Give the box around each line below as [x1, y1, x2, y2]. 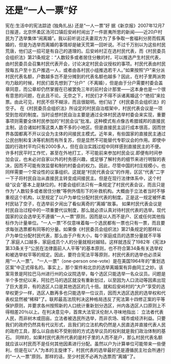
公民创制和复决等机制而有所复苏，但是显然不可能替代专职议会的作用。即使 [5, 137, 161, 143]
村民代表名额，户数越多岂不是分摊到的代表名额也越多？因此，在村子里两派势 [5, 73, 166, 79]
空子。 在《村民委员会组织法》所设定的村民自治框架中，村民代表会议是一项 [5, 105, 163, 111]
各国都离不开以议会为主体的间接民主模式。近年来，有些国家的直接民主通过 [9, 130, 166, 136]
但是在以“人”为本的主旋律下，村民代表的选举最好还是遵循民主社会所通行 [14, 347, 165, 353]
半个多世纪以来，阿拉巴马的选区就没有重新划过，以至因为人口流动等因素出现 [5, 277, 166, 283]
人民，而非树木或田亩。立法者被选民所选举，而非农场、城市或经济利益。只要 [5, 315, 166, 321]
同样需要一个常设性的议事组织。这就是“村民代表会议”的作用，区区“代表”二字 [5, 169, 165, 175]
